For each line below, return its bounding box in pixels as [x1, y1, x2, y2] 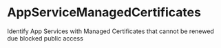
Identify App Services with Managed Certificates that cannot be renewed [7, 27, 215, 35]
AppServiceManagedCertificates [7, 5, 202, 20]
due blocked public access [7, 34, 84, 42]
